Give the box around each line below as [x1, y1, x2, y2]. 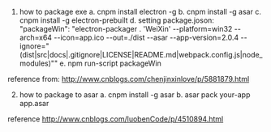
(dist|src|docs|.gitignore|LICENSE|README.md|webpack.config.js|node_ [19, 50, 263, 59]
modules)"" [19, 58, 58, 68]
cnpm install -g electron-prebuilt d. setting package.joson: [19, 15, 214, 25]
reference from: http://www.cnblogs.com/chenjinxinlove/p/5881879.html [7, 75, 250, 83]
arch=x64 [19, 32, 53, 42]
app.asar [19, 99, 49, 108]
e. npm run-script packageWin [59, 58, 161, 68]
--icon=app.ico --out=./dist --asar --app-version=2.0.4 [54, 32, 239, 42]
